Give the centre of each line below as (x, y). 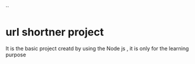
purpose (16, 55)
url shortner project (55, 32)
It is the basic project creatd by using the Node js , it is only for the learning (97, 48)
